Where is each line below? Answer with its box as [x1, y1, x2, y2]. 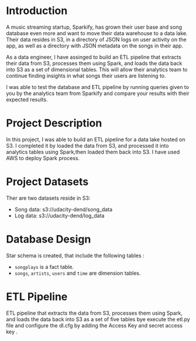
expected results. [6, 96, 48, 103]
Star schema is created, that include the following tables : [6, 252, 145, 259]
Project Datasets [6, 175, 89, 189]
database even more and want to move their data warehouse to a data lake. [6, 29, 188, 36]
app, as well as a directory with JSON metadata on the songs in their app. [6, 42, 183, 49]
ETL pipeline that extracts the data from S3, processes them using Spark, [6, 309, 183, 316]
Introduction [6, 4, 68, 18]
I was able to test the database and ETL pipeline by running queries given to [6, 83, 189, 90]
